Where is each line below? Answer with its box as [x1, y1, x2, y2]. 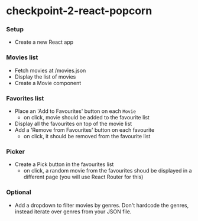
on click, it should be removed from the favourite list [23, 133, 151, 140]
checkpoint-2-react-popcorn [6, 4, 152, 18]
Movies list [6, 53, 38, 61]
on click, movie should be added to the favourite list [23, 114, 150, 121]
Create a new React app [14, 38, 74, 45]
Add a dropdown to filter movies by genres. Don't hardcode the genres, [14, 201, 189, 209]
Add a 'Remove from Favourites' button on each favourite [14, 126, 155, 134]
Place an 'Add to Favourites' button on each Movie [14, 108, 136, 115]
